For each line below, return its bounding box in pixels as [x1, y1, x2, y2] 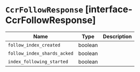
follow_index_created [8, 42, 60, 48]
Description [103, 33, 132, 40]
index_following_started [8, 59, 68, 64]
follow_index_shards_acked [8, 50, 74, 56]
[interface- [85, 4, 133, 15]
